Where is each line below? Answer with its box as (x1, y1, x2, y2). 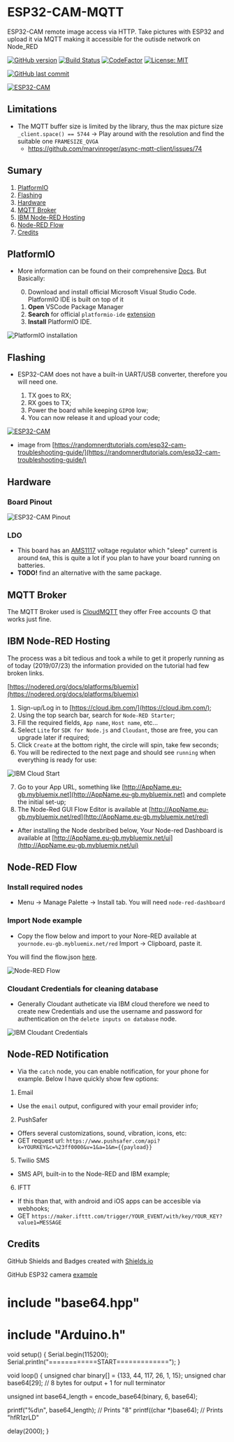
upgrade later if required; (17, 733, 90, 742)
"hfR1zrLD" (7, 1413, 40, 1422)
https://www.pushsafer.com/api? (66, 1137, 161, 1145)
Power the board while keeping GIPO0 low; (27, 406, 149, 414)
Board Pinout (7, 497, 52, 507)
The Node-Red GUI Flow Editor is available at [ (17, 805, 152, 813)
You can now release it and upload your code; (27, 414, 161, 422)
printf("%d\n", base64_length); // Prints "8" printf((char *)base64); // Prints (7, 1406, 224, 1414)
